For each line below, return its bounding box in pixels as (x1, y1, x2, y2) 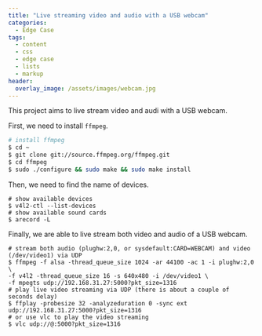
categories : (8, 19, 47, 27)
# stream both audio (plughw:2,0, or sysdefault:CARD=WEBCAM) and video (8, 244, 251, 252)
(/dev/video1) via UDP (8, 251, 82, 259)
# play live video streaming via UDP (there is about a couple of (8, 286, 230, 294)
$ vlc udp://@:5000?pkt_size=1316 (8, 320, 122, 328)
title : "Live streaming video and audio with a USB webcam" (8, 11, 209, 20)
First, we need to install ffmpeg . (8, 121, 108, 130)
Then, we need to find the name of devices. (8, 180, 149, 189)
